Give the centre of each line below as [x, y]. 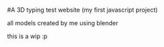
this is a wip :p [27, 36]
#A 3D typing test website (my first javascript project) [83, 10]
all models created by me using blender [63, 23]
